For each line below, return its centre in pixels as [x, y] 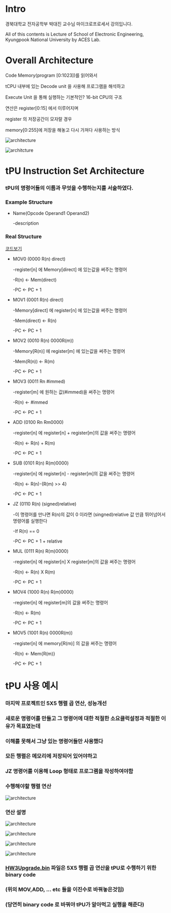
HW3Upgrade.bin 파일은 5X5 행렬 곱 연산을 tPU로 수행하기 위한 [81, 868]
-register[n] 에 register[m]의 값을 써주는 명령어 [60, 602]
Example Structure [29, 202]
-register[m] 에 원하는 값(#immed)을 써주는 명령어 [64, 392]
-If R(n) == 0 [26, 531]
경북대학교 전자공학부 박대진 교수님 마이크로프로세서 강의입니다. [69, 24]
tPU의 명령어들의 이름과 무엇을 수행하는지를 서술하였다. [69, 188]
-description [26, 223]
